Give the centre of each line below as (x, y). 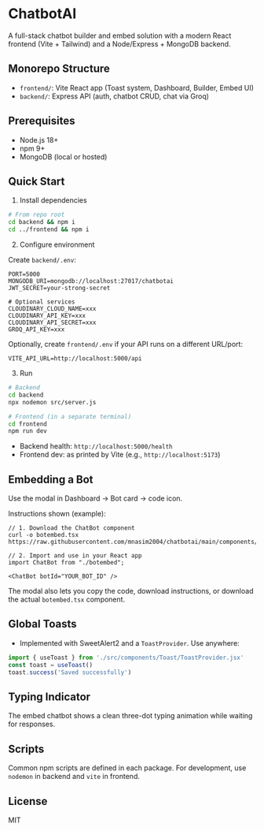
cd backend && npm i (42, 222)
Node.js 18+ (39, 140)
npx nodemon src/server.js (52, 402)
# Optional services (42, 302)
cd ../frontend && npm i (49, 229)
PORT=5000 (24, 274)
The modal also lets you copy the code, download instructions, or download (131, 591)
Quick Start (37, 181)
